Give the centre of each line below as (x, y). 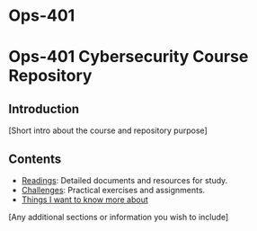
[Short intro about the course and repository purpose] (108, 130)
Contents (35, 159)
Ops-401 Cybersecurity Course (128, 57)
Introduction (44, 109)
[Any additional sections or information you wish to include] (119, 217)
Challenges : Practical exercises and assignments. (113, 190)
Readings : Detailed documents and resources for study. (124, 180)
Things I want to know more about (85, 200)
